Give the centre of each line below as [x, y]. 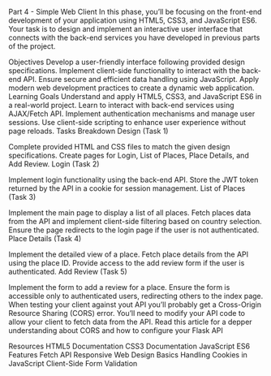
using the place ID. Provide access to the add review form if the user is [127, 263]
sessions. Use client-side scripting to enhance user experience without [127, 122]
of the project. [32, 46]
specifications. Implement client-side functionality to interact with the [124, 71]
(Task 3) [22, 197]
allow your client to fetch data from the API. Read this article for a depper [131, 322]
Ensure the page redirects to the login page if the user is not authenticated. [134, 230]
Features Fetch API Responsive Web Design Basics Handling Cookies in [128, 355]
